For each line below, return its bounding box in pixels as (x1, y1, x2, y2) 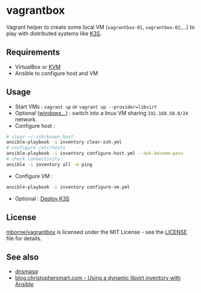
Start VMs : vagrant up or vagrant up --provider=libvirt (14, 103, 157, 110)
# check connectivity (6, 156, 61, 162)
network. (14, 115, 37, 123)
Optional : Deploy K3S (14, 195, 70, 202)
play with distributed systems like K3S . (6, 29, 102, 37)
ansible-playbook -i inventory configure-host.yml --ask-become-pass (6, 151, 184, 157)
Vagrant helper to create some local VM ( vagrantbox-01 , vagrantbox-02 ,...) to (6, 23, 195, 31)
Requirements (6, 47, 60, 58)
